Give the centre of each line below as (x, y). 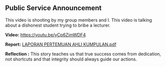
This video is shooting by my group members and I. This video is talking (79, 20)
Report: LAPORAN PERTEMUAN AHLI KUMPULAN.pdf (61, 44)
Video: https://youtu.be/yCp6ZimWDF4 (45, 34)
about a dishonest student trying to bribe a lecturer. (58, 25)
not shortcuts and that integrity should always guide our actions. (71, 59)
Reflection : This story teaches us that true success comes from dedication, (83, 54)
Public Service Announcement (53, 8)
